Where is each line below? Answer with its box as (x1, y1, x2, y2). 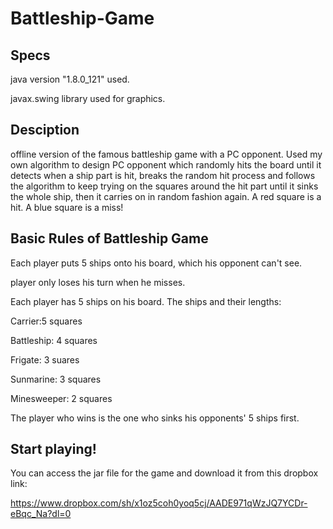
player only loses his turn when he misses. (10, 276, 186, 288)
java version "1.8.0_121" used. (10, 73, 130, 85)
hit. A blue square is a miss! (10, 201, 124, 213)
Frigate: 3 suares (10, 353, 80, 366)
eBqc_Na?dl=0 (10, 508, 72, 520)
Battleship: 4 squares (10, 334, 98, 346)
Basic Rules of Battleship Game (10, 230, 209, 247)
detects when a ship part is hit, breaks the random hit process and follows (10, 169, 316, 181)
